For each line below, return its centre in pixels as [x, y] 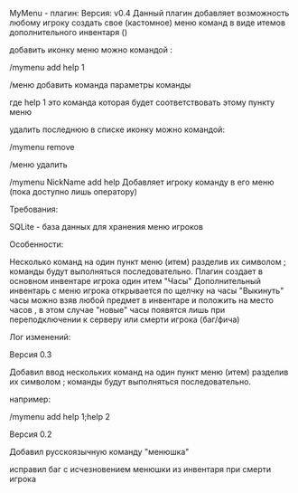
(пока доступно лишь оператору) [74, 192]
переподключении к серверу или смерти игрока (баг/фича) [125, 319]
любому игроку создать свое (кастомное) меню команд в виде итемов [148, 23]
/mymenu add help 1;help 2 [60, 417]
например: [30, 399]
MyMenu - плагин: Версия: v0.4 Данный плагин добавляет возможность [149, 13]
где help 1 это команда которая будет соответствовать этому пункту [142, 102]
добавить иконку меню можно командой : [91, 50]
